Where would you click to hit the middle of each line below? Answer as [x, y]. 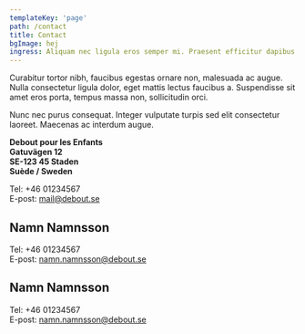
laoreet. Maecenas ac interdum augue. [82, 125]
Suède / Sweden [41, 172]
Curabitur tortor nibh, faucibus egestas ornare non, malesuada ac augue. [146, 78]
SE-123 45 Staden [44, 162]
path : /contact [38, 26]
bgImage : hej [34, 43]
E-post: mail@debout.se [55, 199]
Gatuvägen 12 [36, 152]
